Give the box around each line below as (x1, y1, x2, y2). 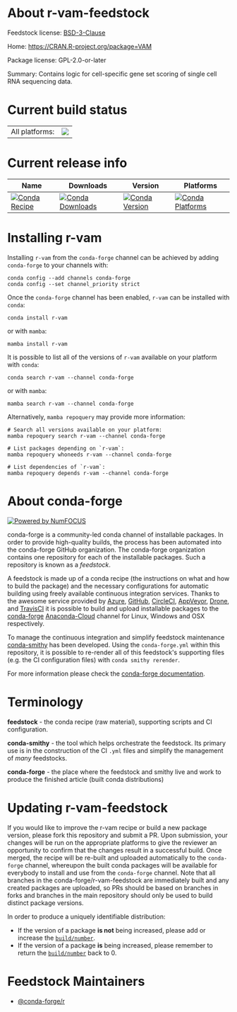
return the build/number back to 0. (17, 948, 117, 957)
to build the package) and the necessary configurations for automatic (7, 581, 209, 590)
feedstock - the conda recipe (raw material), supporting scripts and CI (7, 717, 213, 726)
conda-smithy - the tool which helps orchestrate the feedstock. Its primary (7, 739, 226, 747)
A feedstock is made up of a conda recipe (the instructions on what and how (7, 574, 230, 582)
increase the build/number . (17, 933, 96, 942)
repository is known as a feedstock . (7, 560, 111, 569)
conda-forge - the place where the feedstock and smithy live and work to (7, 767, 221, 776)
